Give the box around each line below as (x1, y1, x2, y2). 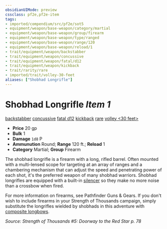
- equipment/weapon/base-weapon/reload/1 (5, 45, 93, 50)
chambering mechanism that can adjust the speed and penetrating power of (5, 166, 162, 173)
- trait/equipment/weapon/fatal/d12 (5, 59, 81, 64)
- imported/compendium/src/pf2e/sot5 (5, 21, 84, 27)
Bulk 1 (12, 130, 25, 136)
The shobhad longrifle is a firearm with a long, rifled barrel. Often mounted (5, 156, 159, 162)
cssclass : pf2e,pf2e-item (5, 12, 59, 17)
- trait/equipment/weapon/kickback (5, 63, 79, 68)
